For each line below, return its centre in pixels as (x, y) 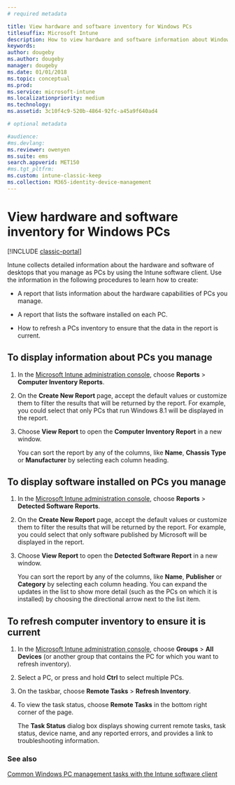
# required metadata (37, 14)
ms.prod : (20, 85)
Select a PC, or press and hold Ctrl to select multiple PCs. (100, 678)
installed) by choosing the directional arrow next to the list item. (109, 599)
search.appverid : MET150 (43, 163)
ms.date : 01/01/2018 (37, 72)
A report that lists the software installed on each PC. (92, 314)
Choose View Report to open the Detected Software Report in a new (117, 556)
